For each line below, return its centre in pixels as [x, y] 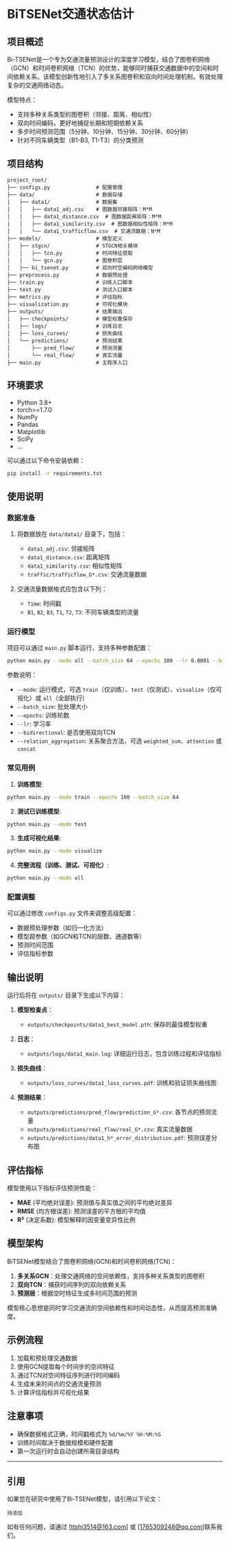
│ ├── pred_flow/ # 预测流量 [65, 348]
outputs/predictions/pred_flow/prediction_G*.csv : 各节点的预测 [119, 1112]
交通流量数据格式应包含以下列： [62, 589]
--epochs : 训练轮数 [43, 715]
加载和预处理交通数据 [47, 1358]
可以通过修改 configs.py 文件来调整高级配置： [72, 913]
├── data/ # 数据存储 [65, 194]
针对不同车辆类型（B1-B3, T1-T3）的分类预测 [80, 140]
